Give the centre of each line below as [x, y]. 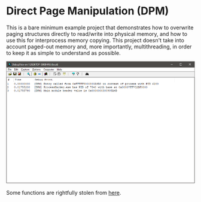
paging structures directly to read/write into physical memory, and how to [97, 33]
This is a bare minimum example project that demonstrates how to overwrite [100, 27]
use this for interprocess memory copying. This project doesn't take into [95, 40]
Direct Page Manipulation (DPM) [88, 11]
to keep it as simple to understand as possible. [63, 53]
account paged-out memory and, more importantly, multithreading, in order [99, 47]
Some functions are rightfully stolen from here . [64, 193]
